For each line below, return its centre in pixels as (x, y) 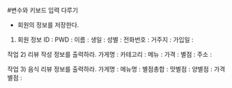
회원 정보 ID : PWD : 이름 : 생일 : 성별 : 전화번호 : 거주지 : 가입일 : (105, 39)
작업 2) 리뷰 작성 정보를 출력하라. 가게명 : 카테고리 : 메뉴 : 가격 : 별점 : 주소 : (110, 54)
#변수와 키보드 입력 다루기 (43, 10)
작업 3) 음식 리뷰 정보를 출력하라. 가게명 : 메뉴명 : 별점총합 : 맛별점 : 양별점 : (110, 69)
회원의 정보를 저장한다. (48, 25)
